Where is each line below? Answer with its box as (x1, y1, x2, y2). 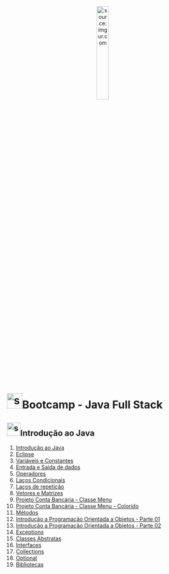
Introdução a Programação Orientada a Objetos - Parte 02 (15, 522, 162, 529)
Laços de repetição (15, 483, 64, 490)
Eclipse (15, 451, 35, 457)
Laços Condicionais (15, 476, 66, 484)
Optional (15, 554, 37, 561)
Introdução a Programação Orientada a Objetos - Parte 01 (15, 515, 160, 523)
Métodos (15, 509, 38, 516)
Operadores (15, 470, 46, 477)
